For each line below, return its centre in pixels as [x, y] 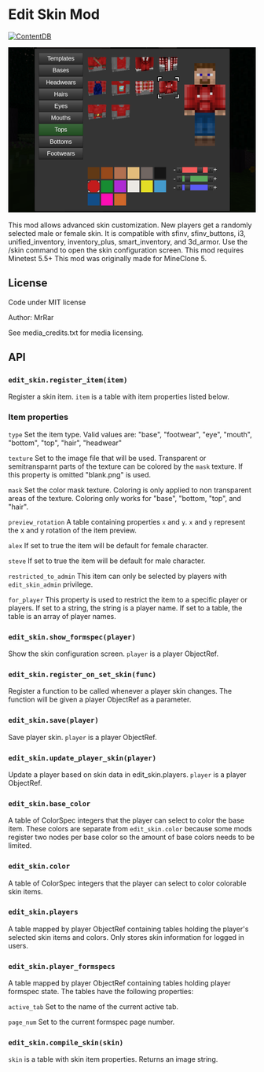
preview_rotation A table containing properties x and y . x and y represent [127, 521]
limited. [20, 845]
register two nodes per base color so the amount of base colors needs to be [132, 837]
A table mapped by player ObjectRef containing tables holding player [119, 983]
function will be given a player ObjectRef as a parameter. [100, 700]
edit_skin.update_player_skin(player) [82, 758]
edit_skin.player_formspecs [62, 966]
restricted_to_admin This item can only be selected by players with [118, 576]
